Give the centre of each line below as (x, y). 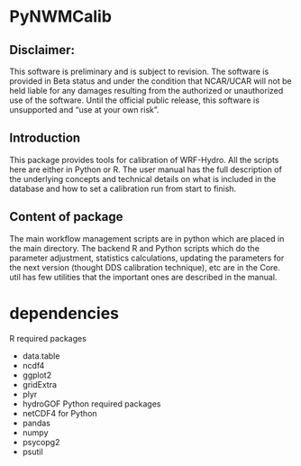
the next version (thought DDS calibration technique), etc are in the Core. (145, 267)
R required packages (48, 338)
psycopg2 (41, 442)
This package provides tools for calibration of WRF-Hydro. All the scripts (144, 160)
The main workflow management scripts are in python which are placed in (147, 238)
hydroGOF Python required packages (91, 404)
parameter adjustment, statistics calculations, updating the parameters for (147, 258)
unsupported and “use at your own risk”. (84, 110)
